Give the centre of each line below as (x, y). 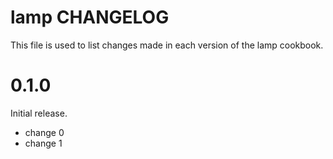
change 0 (44, 132)
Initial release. (39, 113)
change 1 (43, 143)
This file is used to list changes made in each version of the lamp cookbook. (167, 45)
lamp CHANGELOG (90, 17)
